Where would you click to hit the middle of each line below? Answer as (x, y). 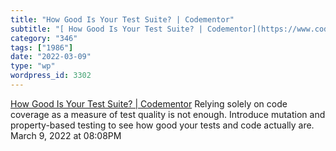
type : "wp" (33, 66)
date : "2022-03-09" (51, 57)
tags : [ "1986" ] (42, 47)
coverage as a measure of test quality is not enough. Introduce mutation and (168, 114)
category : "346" (44, 38)
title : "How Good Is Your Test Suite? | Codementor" (122, 19)
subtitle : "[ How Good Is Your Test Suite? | (106, 29)
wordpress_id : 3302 (51, 76)
